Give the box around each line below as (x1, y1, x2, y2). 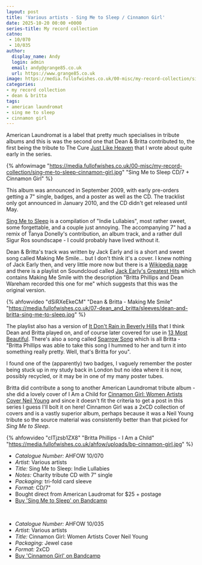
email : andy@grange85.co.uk (11, 64, 82, 71)
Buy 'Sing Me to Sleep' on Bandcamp (14, 497, 108, 504)
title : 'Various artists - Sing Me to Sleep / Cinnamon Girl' (6, 14, 165, 20)
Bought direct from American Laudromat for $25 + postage (14, 490, 162, 498)
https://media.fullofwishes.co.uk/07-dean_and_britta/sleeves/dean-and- (8, 305, 188, 312)
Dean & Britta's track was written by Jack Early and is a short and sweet (6, 248, 185, 255)
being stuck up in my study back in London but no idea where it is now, (6, 366, 182, 373)
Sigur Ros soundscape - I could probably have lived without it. (6, 237, 161, 244)
